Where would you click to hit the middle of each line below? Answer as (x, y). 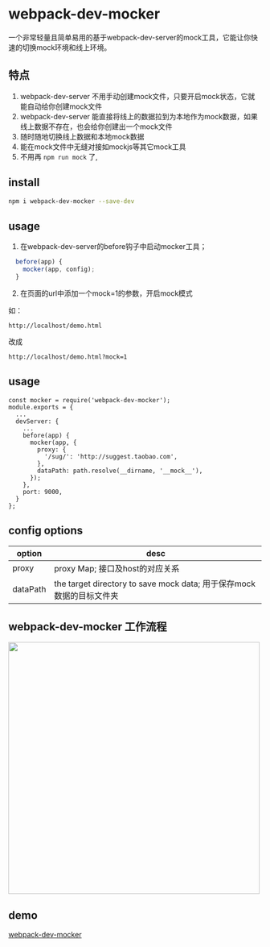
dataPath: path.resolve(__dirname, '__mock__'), (120, 471)
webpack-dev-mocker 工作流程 (88, 627)
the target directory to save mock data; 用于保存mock (154, 584)
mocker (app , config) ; (59, 270)
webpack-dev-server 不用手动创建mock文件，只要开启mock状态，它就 (137, 96)
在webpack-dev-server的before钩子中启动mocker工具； (113, 247)
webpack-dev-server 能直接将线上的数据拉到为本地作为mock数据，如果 (139, 116)
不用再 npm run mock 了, (59, 156)
